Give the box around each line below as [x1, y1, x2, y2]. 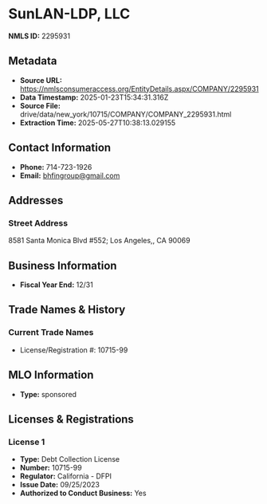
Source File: [19, 100, 61, 110]
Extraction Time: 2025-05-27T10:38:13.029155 [19, 117, 176, 128]
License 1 [8, 436, 45, 447]
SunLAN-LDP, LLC [8, 5, 131, 23]
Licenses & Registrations [8, 412, 134, 426]
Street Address [8, 217, 69, 228]
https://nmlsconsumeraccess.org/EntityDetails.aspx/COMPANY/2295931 [19, 84, 259, 93]
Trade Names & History [8, 303, 126, 317]
